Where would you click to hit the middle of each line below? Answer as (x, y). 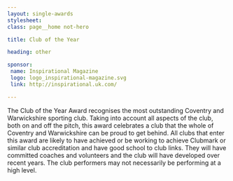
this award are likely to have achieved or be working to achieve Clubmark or (116, 140)
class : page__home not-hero (48, 27)
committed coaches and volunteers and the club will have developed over (114, 155)
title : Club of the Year (43, 39)
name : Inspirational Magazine (54, 72)
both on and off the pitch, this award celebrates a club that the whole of (111, 125)
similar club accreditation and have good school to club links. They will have (117, 147)
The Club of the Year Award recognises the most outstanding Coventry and (115, 110)
